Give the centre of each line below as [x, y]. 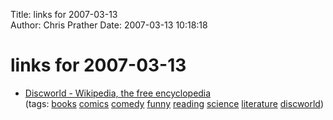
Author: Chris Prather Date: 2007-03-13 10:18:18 [109, 25]
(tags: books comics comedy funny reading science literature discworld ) [174, 103]
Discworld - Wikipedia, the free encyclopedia [118, 93]
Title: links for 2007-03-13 [64, 14]
